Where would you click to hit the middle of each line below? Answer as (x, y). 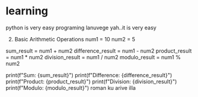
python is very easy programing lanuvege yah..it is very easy (81, 28)
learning (27, 11)
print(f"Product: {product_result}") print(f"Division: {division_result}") (91, 81)
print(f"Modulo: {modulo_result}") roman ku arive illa (71, 87)
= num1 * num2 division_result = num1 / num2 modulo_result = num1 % (93, 57)
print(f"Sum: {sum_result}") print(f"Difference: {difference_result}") (89, 75)
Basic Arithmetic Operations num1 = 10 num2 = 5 (75, 39)
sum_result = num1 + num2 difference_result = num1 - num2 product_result (99, 51)
